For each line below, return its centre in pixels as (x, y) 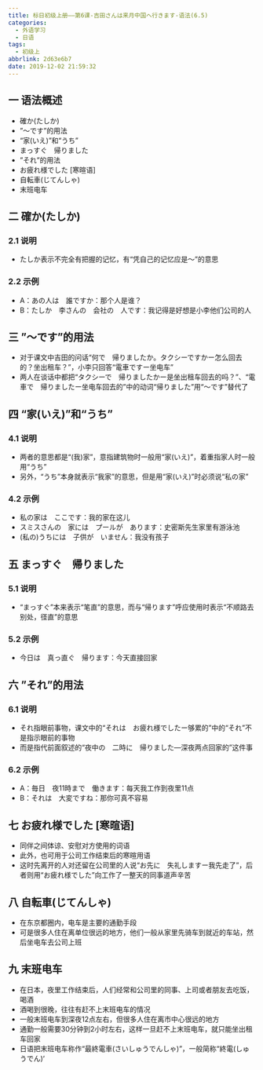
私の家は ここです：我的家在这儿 (75, 517)
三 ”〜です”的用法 (51, 337)
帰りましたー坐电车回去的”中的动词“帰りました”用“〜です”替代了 (144, 387)
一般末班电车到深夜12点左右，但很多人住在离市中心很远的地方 (119, 1019)
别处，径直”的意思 (49, 617)
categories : (27, 23)
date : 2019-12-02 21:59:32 (52, 67)
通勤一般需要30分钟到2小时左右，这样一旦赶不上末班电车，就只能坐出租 (136, 1028)
